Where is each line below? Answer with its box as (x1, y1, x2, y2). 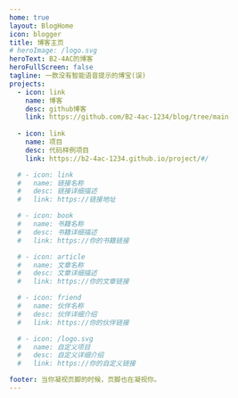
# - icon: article (17, 252, 86, 261)
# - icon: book (17, 211, 74, 220)
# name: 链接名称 (17, 178, 85, 187)
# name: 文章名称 (17, 261, 85, 269)
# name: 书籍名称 (17, 220, 85, 228)
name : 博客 (25, 95, 63, 105)
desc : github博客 (25, 104, 87, 113)
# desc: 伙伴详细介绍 (17, 310, 98, 319)
